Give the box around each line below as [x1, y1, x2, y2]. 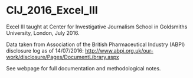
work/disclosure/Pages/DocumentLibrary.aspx [6, 53, 119, 60]
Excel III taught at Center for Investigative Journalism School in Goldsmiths [6, 23, 188, 30]
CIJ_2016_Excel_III [6, 4, 99, 17]
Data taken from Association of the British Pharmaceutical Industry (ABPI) [6, 41, 185, 48]
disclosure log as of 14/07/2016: [6, 47, 84, 54]
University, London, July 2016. [6, 29, 80, 36]
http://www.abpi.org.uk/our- [84, 47, 153, 54]
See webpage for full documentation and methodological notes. [6, 64, 161, 71]
